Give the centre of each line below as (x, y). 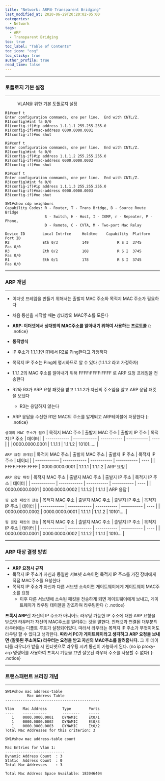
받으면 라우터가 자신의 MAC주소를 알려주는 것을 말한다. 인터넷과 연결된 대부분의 (82, 622)
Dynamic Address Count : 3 (34, 756)
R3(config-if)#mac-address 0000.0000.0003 (49, 191)
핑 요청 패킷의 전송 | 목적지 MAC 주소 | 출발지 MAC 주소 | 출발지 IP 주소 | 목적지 (81, 500)
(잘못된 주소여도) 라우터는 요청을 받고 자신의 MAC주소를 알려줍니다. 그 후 (80, 640)
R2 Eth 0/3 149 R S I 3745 (73, 243)
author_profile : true (27, 60)
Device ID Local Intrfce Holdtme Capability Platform (78, 234)
